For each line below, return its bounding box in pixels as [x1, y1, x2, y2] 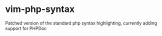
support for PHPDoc [5, 25, 47, 31]
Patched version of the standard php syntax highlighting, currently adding [5, 20, 157, 26]
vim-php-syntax [5, 3, 75, 15]
